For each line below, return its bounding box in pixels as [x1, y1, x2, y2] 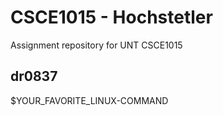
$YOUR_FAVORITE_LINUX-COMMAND [10, 94, 169, 106]
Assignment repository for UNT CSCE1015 [10, 39, 183, 51]
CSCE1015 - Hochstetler [10, 6, 213, 29]
